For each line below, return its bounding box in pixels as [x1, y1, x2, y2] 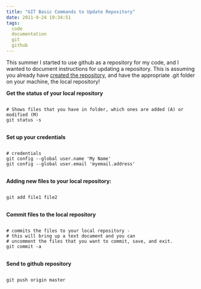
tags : [6, 20, 20, 26]
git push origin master [6, 277, 66, 283]
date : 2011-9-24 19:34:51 [6, 14, 71, 20]
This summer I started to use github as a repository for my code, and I [6, 58, 179, 66]
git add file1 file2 [6, 194, 58, 200]
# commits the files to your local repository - [6, 228, 130, 234]
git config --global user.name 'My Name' [6, 156, 112, 162]
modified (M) [6, 112, 39, 118]
